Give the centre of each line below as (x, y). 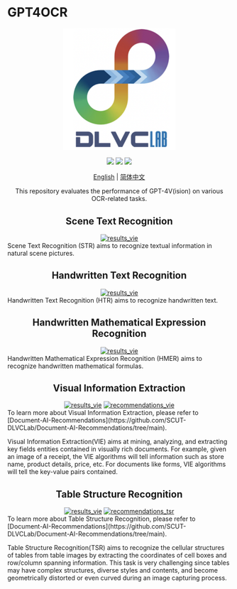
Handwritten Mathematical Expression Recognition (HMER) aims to (105, 358)
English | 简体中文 (119, 177)
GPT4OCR (38, 12)
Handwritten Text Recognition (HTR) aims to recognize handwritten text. (113, 300)
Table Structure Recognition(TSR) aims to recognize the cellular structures (116, 548)
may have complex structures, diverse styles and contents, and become (113, 571)
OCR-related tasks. (119, 199)
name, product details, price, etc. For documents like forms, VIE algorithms (117, 464)
